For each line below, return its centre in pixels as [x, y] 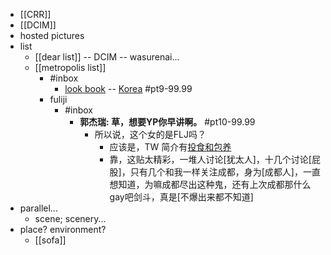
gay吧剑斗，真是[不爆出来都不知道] [181, 197]
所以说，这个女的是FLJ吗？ [150, 134]
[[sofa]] [50, 240]
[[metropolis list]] [70, 67]
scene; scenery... [70, 218]
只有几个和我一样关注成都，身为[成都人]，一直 [225, 172]
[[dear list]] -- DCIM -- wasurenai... [107, 57]
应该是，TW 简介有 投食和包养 [170, 147]
